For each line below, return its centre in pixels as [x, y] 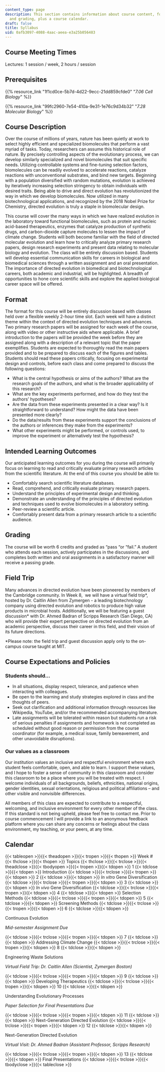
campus [13, 646]
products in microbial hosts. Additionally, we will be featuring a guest [75, 610]
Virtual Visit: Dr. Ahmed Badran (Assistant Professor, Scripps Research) [78, 1044]
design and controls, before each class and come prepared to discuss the [80, 364]
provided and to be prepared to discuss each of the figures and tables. [77, 353]
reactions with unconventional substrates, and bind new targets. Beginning [81, 175]
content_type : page [25, 10]
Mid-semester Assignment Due [37, 927]
